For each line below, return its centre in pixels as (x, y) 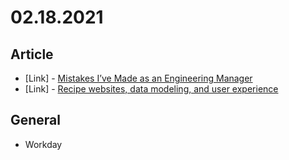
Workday (43, 144)
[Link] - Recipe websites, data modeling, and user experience (151, 89)
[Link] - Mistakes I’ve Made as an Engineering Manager (138, 78)
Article (32, 54)
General (36, 120)
